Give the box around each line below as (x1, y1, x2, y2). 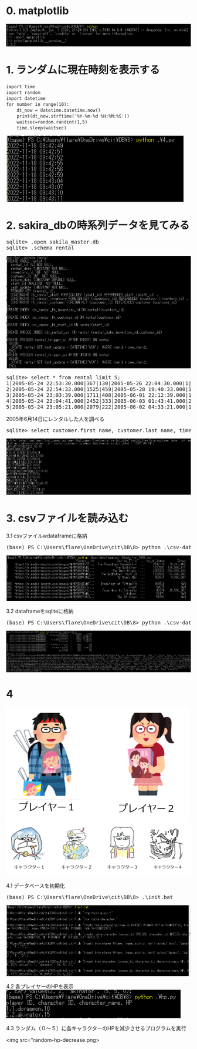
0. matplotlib (6, 4, 69, 18)
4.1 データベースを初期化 (6, 882, 66, 889)
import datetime (6, 96, 46, 102)
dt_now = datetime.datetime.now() (16, 108, 101, 113)
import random (6, 90, 41, 96)
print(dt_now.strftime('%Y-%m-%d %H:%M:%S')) (16, 113, 130, 119)
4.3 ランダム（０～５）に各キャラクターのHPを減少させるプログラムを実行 (6, 1025, 186, 1032)
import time (6, 84, 35, 90)
